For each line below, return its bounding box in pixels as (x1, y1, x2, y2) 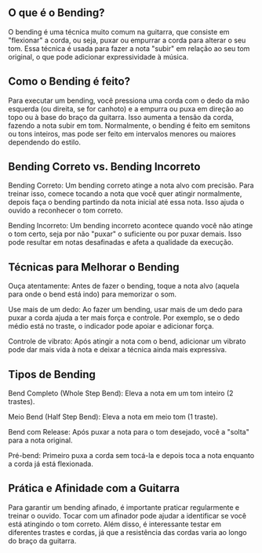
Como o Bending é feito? (8, 75, 131, 89)
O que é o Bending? (8, 6, 105, 20)
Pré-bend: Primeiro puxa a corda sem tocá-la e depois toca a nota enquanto (8, 451, 255, 460)
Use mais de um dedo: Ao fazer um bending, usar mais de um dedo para (8, 305, 243, 315)
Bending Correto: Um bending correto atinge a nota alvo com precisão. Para (8, 180, 254, 191)
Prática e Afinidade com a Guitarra (8, 482, 180, 495)
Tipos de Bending (8, 368, 96, 381)
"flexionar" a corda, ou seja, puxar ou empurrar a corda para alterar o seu (8, 35, 246, 45)
